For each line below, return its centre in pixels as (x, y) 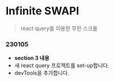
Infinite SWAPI (42, 11)
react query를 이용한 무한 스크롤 (59, 28)
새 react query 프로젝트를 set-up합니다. (62, 66)
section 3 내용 (32, 58)
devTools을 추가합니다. (42, 73)
